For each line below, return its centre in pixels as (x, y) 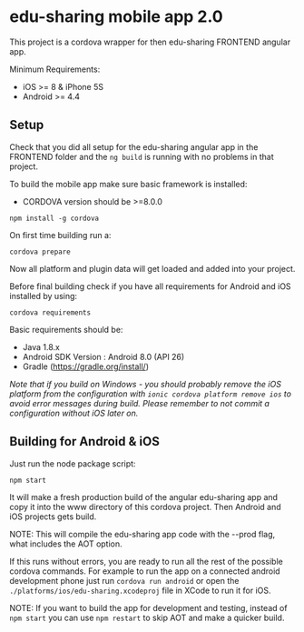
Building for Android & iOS (85, 441)
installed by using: (44, 296)
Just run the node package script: (73, 463)
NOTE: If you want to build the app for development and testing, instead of (148, 607)
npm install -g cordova (54, 218)
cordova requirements (50, 312)
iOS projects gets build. (53, 517)
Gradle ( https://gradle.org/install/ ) (86, 366)
